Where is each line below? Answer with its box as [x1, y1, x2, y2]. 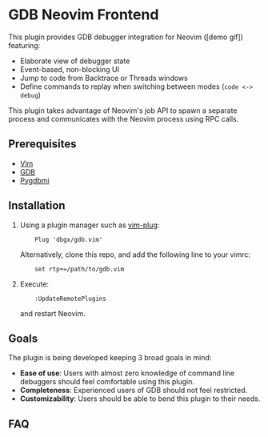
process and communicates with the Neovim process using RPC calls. [8, 114, 239, 123]
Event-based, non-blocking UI [19, 64, 120, 74]
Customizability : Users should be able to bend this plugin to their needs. [19, 394, 261, 403]
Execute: [19, 279, 50, 289]
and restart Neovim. [19, 308, 86, 318]
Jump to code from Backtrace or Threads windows [19, 73, 188, 82]
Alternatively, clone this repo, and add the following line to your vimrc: [19, 250, 250, 259]
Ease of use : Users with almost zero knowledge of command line [19, 368, 235, 378]
